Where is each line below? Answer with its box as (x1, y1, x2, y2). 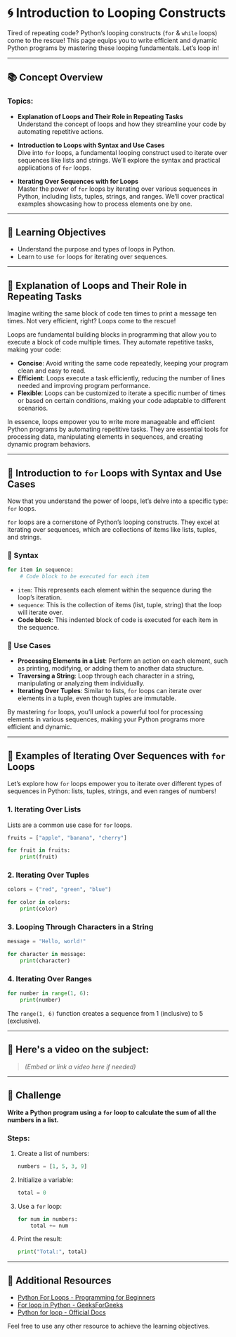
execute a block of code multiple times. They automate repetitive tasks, (7, 338, 214, 347)
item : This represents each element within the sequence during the (17, 586, 212, 595)
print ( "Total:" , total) (17, 1248, 88, 1255)
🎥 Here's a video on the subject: (7, 1044, 150, 1056)
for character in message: (7, 951, 86, 958)
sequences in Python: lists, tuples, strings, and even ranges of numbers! (7, 787, 216, 795)
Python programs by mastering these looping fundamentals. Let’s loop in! (7, 44, 220, 52)
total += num (30, 1222, 69, 1229)
